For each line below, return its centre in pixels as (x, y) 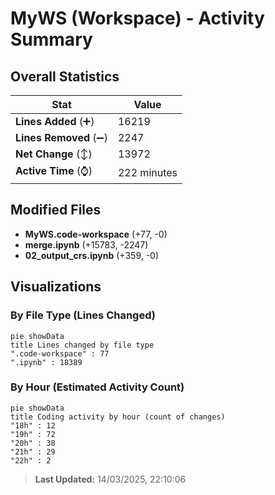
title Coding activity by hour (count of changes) (118, 417)
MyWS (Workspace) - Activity (137, 18)
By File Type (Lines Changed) (83, 315)
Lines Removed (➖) (61, 137)
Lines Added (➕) (55, 121)
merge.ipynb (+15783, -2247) (86, 244)
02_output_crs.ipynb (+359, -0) (92, 255)
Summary (51, 39)
